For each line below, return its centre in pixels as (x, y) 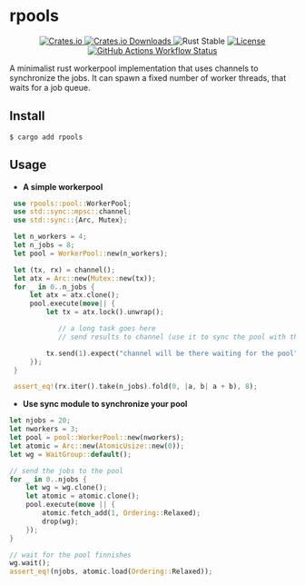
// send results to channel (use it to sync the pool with (172, 337)
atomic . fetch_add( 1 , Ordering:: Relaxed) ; (122, 513)
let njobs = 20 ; (40, 421)
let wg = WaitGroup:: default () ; (70, 454)
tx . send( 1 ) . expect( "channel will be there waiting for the (160, 353)
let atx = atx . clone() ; (74, 295)
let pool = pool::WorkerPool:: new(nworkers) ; (97, 438)
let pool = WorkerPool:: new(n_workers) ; (91, 253)
